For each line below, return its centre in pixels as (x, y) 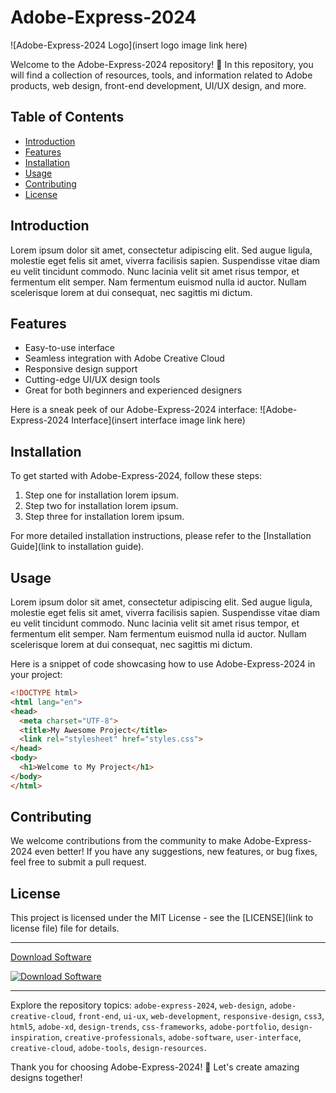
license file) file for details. (65, 928)
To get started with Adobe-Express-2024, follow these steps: (136, 476)
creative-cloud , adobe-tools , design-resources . (108, 1048)
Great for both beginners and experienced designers (133, 390)
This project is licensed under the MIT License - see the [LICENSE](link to (162, 918)
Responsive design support (81, 369)
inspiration (35, 1038)
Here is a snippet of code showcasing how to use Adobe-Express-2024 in (163, 664)
